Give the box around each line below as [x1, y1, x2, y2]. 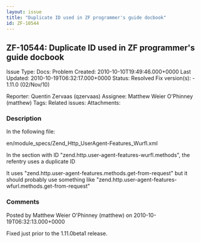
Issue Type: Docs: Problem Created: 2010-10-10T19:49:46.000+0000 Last [6, 68, 191, 76]
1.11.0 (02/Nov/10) [6, 81, 50, 88]
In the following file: [6, 128, 56, 135]
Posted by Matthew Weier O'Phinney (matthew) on [6, 211, 133, 219]
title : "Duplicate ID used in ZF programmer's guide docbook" [6, 15, 166, 21]
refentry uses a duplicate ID [6, 158, 76, 165]
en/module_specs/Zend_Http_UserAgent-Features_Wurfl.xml [6, 140, 158, 147]
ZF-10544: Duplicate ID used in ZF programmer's [6, 42, 195, 53]
